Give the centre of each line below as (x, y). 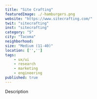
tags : (10, 55)
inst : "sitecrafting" (27, 28)
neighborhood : (19, 41)
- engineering (28, 73)
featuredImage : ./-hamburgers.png (40, 14)
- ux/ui (21, 59)
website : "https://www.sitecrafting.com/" (49, 19)
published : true (21, 78)
